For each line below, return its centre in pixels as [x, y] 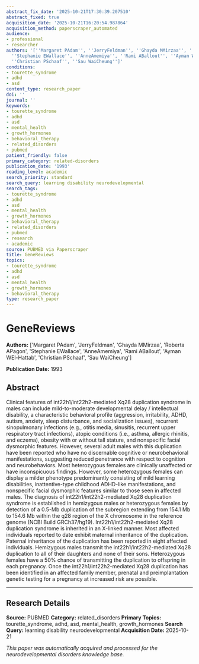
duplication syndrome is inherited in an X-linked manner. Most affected [93, 528]
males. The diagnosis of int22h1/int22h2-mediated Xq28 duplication [89, 496]
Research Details [38, 603]
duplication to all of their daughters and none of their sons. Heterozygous [96, 553]
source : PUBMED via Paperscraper [47, 249]
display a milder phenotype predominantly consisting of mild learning [91, 478]
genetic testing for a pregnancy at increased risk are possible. [82, 579]
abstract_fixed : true [33, 17]
